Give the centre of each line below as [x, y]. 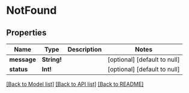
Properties [26, 33]
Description [85, 49]
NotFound [31, 10]
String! [52, 59]
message [22, 59]
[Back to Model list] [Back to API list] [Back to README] [75, 84]
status [19, 69]
